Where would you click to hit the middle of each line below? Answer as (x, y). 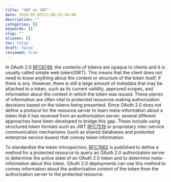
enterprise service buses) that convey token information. (65, 137)
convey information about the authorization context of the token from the (82, 169)
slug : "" (15, 34)
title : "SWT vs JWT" (27, 10)
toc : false (17, 43)
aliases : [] (18, 39)
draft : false (19, 48)
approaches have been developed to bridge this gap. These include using (83, 121)
